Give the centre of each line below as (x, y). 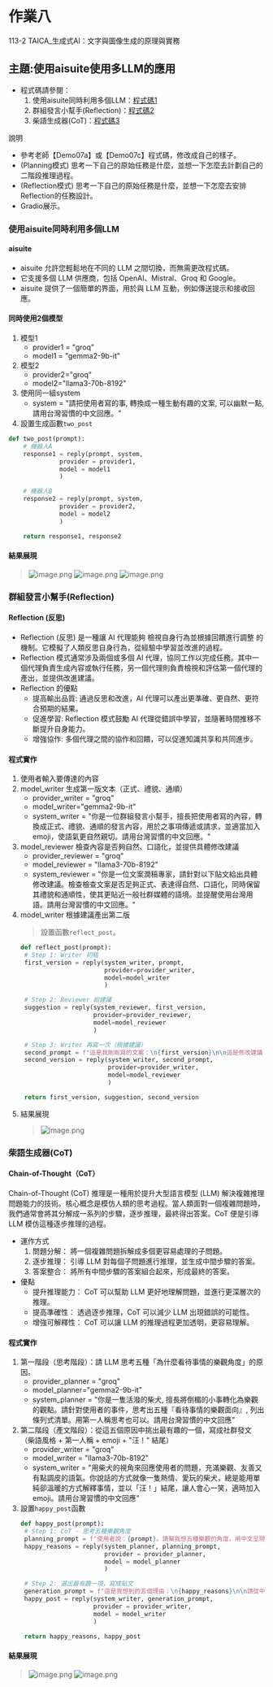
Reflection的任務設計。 (58, 195)
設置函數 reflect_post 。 (80, 933)
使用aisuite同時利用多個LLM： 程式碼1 (95, 100)
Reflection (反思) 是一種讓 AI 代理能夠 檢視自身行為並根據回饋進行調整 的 (142, 637)
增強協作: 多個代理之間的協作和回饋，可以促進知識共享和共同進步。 (145, 739)
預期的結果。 (61, 708)
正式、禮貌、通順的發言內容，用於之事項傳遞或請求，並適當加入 (154, 827)
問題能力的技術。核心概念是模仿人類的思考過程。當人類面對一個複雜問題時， (136, 1203)
